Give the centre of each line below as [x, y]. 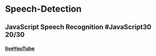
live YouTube [20, 48]
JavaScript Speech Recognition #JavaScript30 [78, 27]
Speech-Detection [43, 9]
